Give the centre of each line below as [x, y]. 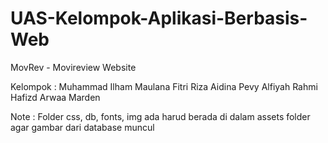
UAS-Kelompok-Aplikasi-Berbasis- [159, 18]
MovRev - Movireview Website [73, 67]
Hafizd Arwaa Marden [55, 97]
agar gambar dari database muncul [82, 127]
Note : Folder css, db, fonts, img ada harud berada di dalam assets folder [160, 116]
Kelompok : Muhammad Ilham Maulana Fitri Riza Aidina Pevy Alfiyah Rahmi [164, 86]
